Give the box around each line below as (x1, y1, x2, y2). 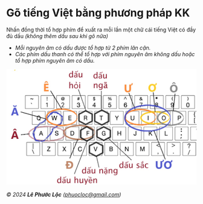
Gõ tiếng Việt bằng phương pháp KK (6, 6, 190, 20)
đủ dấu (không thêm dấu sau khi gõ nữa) (6, 32, 109, 39)
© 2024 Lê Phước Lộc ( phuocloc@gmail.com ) (6, 191, 121, 198)
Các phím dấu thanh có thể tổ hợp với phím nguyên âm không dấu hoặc (14, 50, 195, 57)
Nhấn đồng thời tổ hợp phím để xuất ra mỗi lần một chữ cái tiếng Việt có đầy (6, 26, 196, 33)
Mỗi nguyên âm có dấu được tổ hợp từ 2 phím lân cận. (14, 44, 151, 51)
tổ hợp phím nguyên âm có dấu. (14, 57, 95, 64)
